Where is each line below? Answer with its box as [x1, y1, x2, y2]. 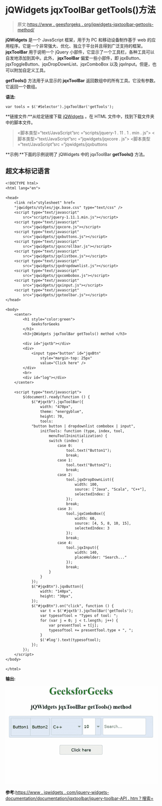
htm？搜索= [130, 795, 154, 802]
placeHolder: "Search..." [74, 555, 127, 560]
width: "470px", [40, 404, 73, 409]
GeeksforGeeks [31, 322, 60, 326]
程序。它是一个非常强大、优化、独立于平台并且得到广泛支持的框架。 [9, 43, 146, 49]
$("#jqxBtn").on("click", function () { [31, 603, 114, 608]
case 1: [57, 458, 73, 463]
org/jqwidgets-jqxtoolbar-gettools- [84, 21, 154, 27]
